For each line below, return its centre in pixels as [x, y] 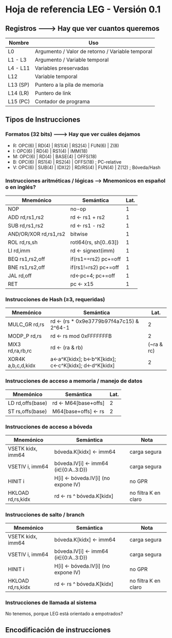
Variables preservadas [62, 68]
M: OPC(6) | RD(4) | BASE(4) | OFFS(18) [55, 156]
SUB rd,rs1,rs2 [26, 225]
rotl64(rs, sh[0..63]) [95, 242]
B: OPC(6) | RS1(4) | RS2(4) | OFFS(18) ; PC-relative [67, 162]
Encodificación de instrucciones [58, 630]
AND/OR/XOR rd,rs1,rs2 [37, 234]
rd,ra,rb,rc [20, 351]
